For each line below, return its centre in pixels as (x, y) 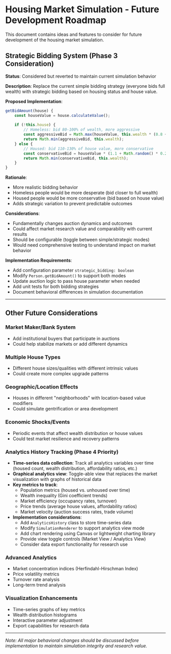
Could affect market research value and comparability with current (82, 229)
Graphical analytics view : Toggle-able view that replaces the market (85, 474)
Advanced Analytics (31, 558)
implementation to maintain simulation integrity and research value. (76, 646)
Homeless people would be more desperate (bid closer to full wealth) (85, 193)
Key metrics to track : (35, 485)
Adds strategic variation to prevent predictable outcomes (72, 204)
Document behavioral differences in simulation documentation (78, 292)
